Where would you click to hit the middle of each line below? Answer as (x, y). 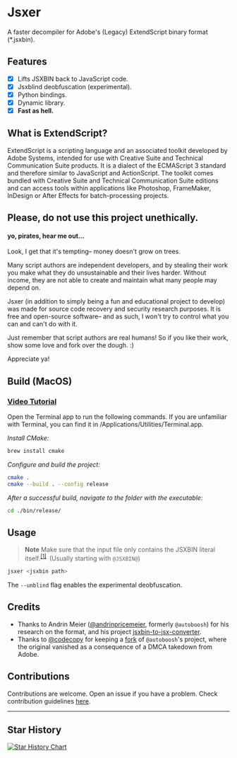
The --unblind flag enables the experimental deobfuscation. (95, 585)
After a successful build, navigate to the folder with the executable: (105, 498)
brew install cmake (36, 451)
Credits (24, 607)
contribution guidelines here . (49, 701)
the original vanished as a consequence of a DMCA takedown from (115, 647)
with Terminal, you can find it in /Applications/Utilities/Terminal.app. (105, 425)
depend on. (24, 288)
